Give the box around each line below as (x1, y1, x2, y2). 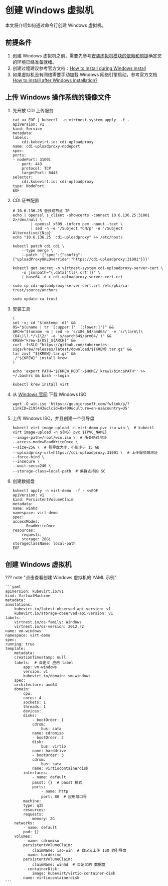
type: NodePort (12, 183, 45, 189)
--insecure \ (12, 459, 40, 464)
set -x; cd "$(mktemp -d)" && (12, 320, 76, 325)
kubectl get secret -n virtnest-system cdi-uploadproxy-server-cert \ (12, 265, 163, 271)
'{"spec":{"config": (39, 252, 83, 257)
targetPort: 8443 (22, 170, 58, 175)
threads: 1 (23, 704, 46, 709)
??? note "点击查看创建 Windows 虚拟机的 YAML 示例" (5, 575, 117, 581)
